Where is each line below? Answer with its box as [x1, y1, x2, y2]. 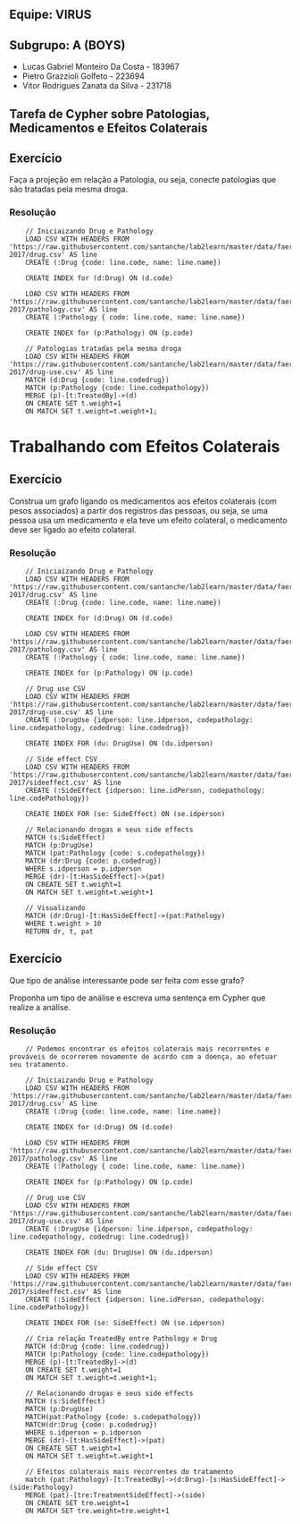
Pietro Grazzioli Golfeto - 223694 [21, 71, 146, 81]
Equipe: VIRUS [9, 7, 92, 22]
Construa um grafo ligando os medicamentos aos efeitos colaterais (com [9, 496, 277, 507]
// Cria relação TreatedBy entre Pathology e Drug [25, 1334, 218, 1343]
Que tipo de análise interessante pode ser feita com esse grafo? [9, 975, 245, 985]
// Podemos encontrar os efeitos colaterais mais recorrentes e [25, 1044, 270, 1054]
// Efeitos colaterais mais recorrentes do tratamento [25, 1468, 234, 1477]
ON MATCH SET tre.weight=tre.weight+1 [25, 1507, 170, 1516]
